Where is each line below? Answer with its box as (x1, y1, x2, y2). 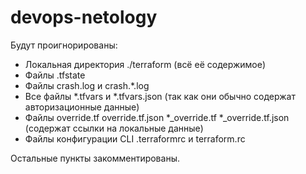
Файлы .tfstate (24, 69, 86, 81)
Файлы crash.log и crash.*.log (24, 79, 150, 91)
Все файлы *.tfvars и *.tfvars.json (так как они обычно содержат (24, 90, 297, 102)
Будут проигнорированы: (10, 39, 118, 51)
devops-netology (10, 6, 158, 29)
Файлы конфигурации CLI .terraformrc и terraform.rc (24, 132, 246, 145)
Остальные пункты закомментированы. (10, 152, 180, 164)
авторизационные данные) (24, 101, 140, 113)
